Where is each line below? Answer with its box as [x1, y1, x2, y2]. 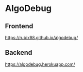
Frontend [5, 22, 33, 30]
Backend [5, 48, 33, 57]
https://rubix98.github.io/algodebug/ [5, 35, 78, 40]
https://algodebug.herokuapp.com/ [5, 61, 75, 67]
